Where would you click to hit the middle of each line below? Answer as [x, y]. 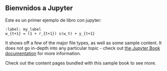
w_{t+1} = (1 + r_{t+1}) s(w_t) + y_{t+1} [50, 34]
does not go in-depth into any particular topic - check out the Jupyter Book [83, 48]
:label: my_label [23, 29]
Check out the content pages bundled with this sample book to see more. [81, 63]
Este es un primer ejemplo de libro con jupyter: [53, 20]
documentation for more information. [43, 53]
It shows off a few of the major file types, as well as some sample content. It [83, 43]
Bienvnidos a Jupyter [39, 8]
